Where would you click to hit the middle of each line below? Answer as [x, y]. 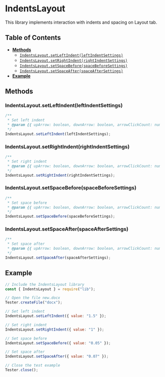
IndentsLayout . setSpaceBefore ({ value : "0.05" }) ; [58, 343]
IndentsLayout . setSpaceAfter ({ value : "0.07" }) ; [57, 357]
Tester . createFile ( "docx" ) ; [34, 302]
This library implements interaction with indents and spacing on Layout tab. [81, 22]
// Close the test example [33, 366]
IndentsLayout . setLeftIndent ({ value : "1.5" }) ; [56, 316]
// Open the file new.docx [33, 298]
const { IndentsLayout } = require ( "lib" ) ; [50, 289]
